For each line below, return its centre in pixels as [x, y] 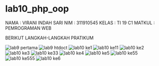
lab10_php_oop [37, 9]
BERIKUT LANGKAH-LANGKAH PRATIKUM [49, 38]
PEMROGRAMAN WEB [28, 28]
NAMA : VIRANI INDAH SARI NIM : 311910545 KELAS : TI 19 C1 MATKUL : [80, 23]
